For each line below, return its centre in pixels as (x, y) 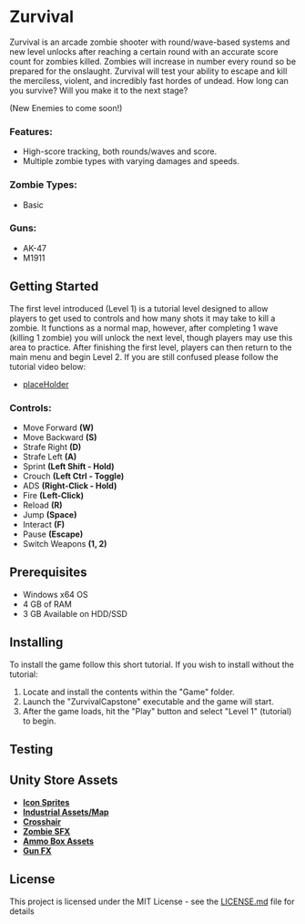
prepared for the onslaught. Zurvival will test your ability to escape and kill (148, 71)
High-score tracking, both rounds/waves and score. (120, 151)
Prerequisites (48, 573)
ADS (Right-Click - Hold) (70, 486)
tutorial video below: (48, 366)
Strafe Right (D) (52, 447)
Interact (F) (44, 524)
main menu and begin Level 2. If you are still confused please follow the (144, 356)
